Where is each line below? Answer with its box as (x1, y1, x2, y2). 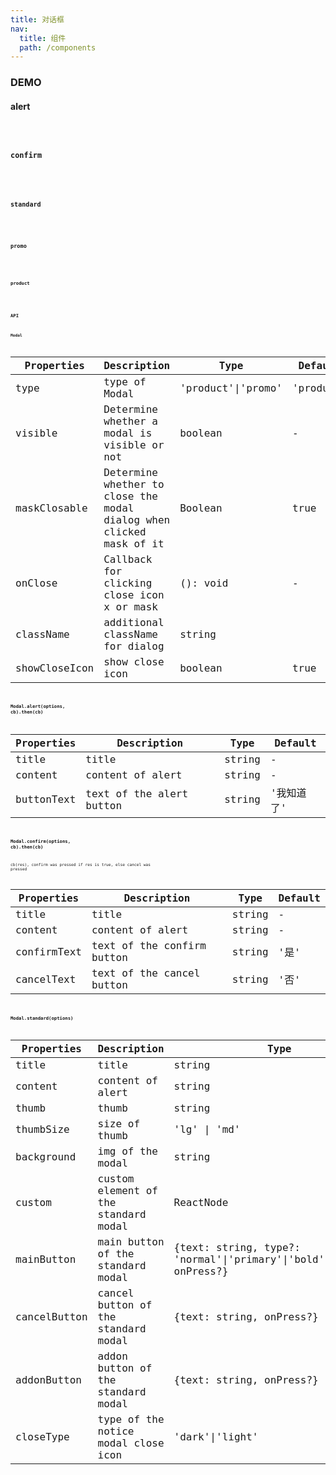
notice (97, 1424, 135, 1438)
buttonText (15, 793, 77, 806)
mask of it (103, 537, 165, 551)
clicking (103, 577, 153, 590)
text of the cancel (91, 967, 201, 980)
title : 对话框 (10, 14, 65, 25)
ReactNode (173, 1196, 229, 1209)
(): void (179, 577, 229, 590)
